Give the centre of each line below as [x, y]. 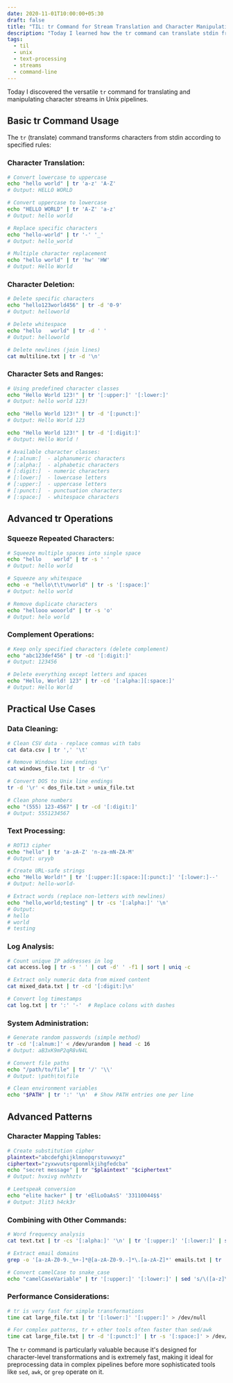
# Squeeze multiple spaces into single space [74, 553]
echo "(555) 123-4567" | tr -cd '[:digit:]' [72, 807]
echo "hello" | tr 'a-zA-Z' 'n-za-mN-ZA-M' [71, 852]
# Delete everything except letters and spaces [77, 675]
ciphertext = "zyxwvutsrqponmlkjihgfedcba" [68, 1164]
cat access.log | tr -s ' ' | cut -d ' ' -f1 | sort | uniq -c [99, 967]
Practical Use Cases [51, 709]
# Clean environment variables [52, 1088]
